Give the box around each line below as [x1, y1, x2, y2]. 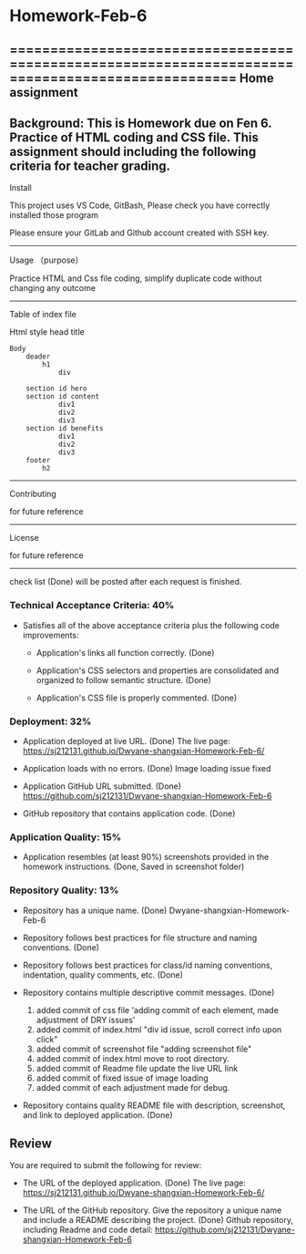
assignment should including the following [9, 143, 257, 160]
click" [36, 1033, 58, 1044]
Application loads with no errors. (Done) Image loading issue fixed [22, 762, 271, 773]
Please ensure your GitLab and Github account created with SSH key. [9, 227, 270, 238]
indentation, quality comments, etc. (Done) [22, 969, 184, 980]
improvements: [22, 629, 79, 640]
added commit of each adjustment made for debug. [36, 1082, 230, 1093]
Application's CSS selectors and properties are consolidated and [36, 665, 280, 676]
